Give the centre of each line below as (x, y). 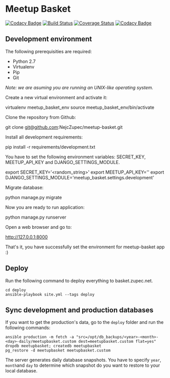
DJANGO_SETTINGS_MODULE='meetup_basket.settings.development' (80, 177)
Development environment (49, 39)
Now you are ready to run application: (45, 207)
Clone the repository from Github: (41, 117)
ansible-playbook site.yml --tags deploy (50, 294)
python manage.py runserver (36, 217)
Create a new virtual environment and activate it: (56, 97)
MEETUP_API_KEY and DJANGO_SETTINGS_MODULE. (63, 162)
